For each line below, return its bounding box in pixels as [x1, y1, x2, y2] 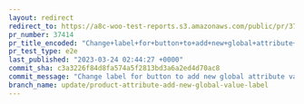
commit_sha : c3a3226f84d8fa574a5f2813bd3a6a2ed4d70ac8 [8, 64, 221, 73]
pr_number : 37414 [8, 30, 74, 39]
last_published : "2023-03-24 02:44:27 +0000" [8, 55, 183, 64]
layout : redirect [8, 13, 74, 23]
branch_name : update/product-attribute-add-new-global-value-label [8, 80, 270, 90]
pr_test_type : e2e [8, 47, 78, 56]
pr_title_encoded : [8, 38, 78, 48]
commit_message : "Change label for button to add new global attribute [8, 72, 285, 81]
